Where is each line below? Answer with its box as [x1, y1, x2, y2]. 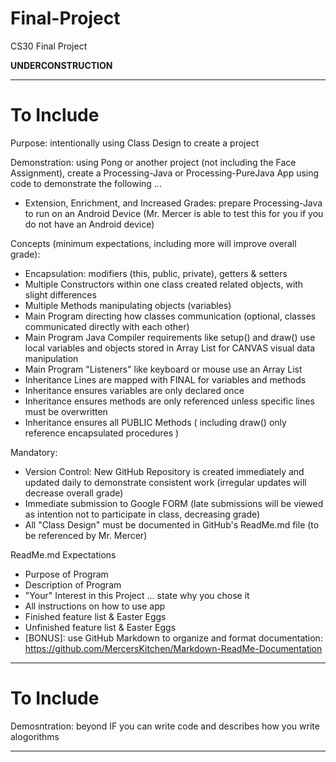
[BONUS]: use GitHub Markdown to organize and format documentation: [24, 632, 323, 644]
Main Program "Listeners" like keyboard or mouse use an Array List [24, 363, 303, 375]
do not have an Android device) [24, 218, 155, 230]
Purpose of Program [24, 568, 109, 580]
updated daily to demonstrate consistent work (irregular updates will [24, 476, 307, 488]
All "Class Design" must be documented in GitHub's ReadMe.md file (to [24, 518, 320, 531]
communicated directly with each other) [24, 320, 190, 332]
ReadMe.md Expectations [10, 548, 117, 561]
